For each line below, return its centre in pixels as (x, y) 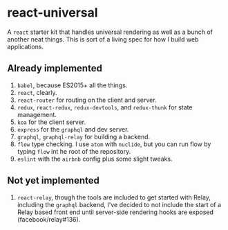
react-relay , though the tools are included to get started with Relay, (114, 197)
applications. (25, 46)
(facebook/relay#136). (49, 219)
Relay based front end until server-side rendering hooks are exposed (115, 212)
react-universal (53, 13)
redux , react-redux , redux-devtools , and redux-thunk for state (105, 107)
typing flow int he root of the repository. (74, 151)
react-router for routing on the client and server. (87, 100)
